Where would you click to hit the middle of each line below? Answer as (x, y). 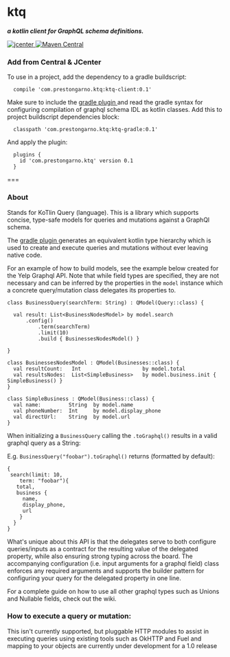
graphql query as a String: (44, 443)
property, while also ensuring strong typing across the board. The (100, 556)
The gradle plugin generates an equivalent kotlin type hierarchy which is (109, 240)
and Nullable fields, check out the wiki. (62, 599)
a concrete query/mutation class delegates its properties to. (92, 290)
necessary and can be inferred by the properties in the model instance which (115, 283)
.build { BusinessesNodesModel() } (88, 338)
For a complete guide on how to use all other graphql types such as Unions (113, 591)
